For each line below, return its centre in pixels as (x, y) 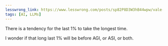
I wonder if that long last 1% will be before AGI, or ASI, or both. (69, 38)
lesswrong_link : (22, 10)
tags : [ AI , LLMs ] (23, 14)
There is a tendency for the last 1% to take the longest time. (66, 28)
